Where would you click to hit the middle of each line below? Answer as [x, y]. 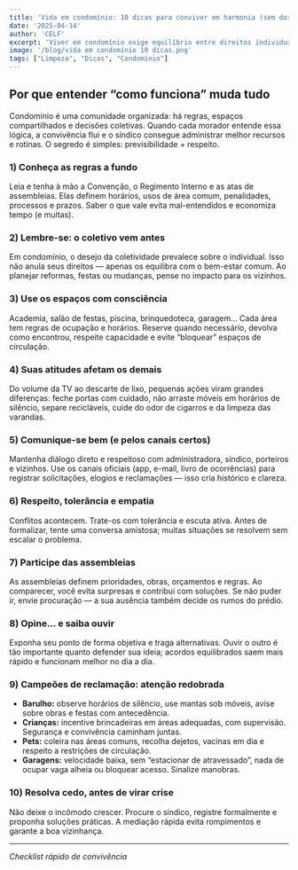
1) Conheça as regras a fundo [73, 167]
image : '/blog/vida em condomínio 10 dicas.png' [101, 51]
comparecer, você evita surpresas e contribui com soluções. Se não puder [145, 591]
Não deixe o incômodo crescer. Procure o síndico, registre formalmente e [143, 811]
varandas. [27, 417]
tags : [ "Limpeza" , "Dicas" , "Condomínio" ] [89, 59]
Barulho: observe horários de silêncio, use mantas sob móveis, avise [148, 704]
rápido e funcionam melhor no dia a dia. [82, 662]
